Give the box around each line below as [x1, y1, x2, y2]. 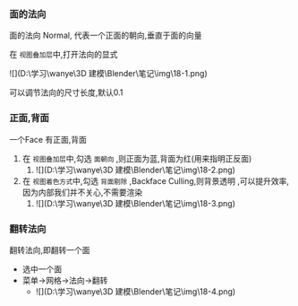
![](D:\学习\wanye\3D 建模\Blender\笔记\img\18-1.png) [9, 68, 208, 79]
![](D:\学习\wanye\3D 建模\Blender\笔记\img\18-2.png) [35, 164, 235, 175]
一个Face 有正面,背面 [9, 134, 87, 144]
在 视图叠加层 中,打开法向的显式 [9, 49, 118, 60]
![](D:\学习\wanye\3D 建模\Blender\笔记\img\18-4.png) [35, 285, 236, 297]
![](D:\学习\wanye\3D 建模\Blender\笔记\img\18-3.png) [35, 197, 235, 208]
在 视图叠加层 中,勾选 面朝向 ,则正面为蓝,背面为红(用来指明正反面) [21, 153, 252, 163]
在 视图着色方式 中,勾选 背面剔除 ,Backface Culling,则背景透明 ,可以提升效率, [21, 175, 289, 186]
